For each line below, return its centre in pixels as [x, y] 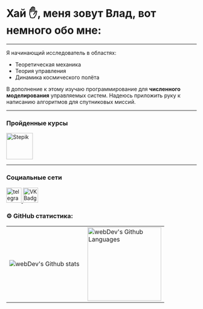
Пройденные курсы [37, 123]
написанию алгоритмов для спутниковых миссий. [71, 101]
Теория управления [40, 71]
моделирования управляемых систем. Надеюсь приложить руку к [94, 95]
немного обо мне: [54, 30]
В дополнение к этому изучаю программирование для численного [94, 89]
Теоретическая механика [48, 64]
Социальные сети [34, 177]
